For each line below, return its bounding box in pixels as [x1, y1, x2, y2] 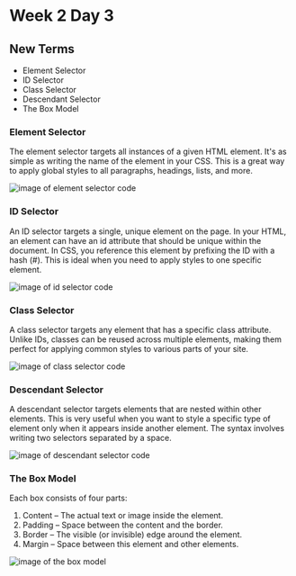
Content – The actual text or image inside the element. [22, 510, 223, 521]
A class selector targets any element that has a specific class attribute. [9, 324, 272, 335]
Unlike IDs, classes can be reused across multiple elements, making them [9, 334, 282, 345]
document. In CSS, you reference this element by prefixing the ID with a [9, 245, 275, 256]
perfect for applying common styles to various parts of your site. [9, 343, 249, 354]
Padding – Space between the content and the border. [22, 519, 223, 531]
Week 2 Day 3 [9, 5, 114, 26]
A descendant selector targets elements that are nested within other [9, 404, 262, 415]
